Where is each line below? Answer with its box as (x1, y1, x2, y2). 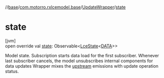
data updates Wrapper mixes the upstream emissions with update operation (5, 63, 159, 69)
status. (5, 68, 19, 74)
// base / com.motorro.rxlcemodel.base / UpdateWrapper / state (5, 4, 126, 10)
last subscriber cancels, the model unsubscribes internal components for (5, 58, 153, 64)
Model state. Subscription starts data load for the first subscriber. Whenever (5, 52, 160, 58)
